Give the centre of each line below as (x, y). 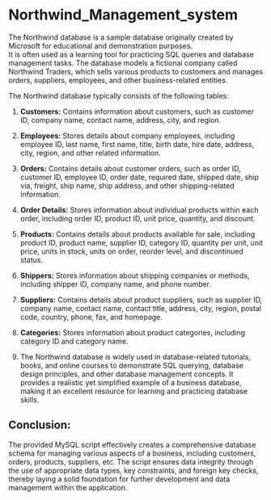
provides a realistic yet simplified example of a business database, (131, 382)
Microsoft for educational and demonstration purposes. (100, 45)
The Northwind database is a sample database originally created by (121, 37)
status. (31, 259)
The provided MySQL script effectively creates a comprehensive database (132, 444)
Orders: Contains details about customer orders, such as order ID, (130, 168)
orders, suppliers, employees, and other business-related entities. (118, 80)
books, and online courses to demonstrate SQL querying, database (132, 365)
